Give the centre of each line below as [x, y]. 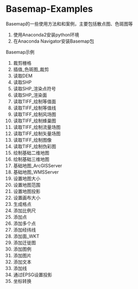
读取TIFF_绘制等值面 [35, 101]
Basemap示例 [20, 52]
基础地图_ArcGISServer [38, 165]
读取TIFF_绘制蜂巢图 [35, 121]
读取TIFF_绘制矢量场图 [37, 133]
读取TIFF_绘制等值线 [35, 108]
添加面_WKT [26, 236]
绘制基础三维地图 [31, 159]
